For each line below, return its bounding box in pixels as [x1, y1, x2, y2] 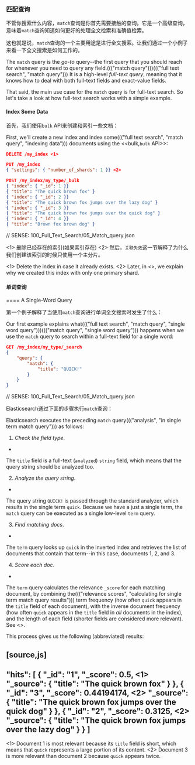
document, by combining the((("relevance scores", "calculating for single [6, 590, 182, 597]
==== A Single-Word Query [6, 297, 72, 304]
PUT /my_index [6, 162, 41, 168]
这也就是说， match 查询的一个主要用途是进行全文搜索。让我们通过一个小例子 [6, 39, 188, 46]
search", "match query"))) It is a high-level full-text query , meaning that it [6, 71, 182, 78]
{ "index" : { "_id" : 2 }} [6, 194, 69, 200]
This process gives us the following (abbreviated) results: [6, 633, 144, 640]
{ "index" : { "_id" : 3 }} [6, 205, 69, 211]
